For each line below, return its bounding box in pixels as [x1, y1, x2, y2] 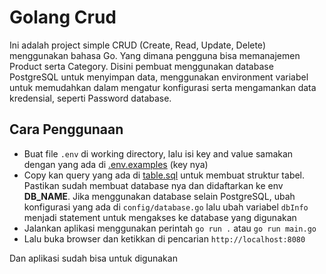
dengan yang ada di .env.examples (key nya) [23, 158, 209, 170]
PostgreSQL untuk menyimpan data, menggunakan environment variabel [9, 71, 309, 83]
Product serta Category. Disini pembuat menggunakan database [9, 60, 274, 72]
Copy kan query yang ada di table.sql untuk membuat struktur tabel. [23, 169, 306, 181]
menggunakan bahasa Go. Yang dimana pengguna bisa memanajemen [9, 49, 301, 61]
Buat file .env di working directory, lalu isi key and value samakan [23, 147, 294, 160]
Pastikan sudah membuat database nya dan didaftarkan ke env [23, 179, 284, 191]
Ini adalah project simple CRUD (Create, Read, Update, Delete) [9, 39, 266, 51]
